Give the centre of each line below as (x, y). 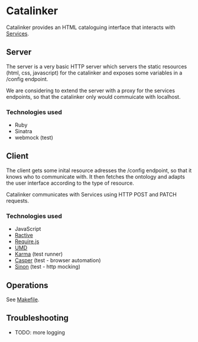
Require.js (27, 241)
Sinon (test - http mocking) (48, 267)
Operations (27, 285)
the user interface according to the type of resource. (70, 183)
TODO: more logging (40, 332)
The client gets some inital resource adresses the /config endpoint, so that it (99, 170)
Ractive (24, 235)
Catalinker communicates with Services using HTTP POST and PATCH (92, 194)
